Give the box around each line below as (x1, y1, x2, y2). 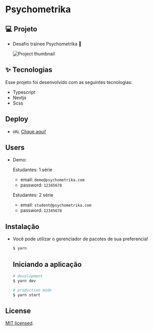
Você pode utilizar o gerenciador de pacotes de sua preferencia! (12, 236, 148, 242)
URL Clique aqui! (12, 128, 46, 134)
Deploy (5, 115, 29, 123)
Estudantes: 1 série (12, 167, 53, 173)
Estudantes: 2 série (12, 192, 54, 198)
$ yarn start (12, 292, 41, 298)
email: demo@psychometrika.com (20, 177, 85, 183)
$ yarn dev (12, 278, 36, 283)
